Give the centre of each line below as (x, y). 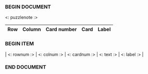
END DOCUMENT (26, 67)
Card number (61, 29)
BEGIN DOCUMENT (28, 7)
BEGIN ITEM (19, 44)
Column (32, 29)
